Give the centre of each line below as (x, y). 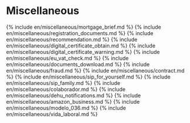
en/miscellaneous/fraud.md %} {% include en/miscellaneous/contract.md (95, 70)
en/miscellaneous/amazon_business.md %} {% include (73, 101)
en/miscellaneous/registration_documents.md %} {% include (80, 33)
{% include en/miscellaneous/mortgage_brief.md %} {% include (84, 27)
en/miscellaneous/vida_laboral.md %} (52, 114)
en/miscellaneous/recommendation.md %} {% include (72, 39)
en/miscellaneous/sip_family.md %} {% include (63, 83)
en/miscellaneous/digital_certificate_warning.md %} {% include (83, 52)
